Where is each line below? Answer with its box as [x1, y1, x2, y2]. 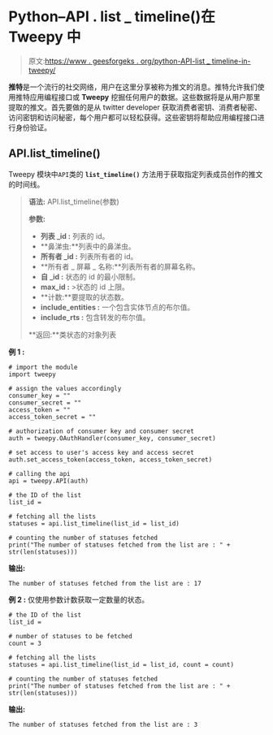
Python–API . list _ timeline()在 [8, 7, 215, 26]
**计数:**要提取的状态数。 [40, 292, 128, 301]
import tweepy [8, 370, 57, 378]
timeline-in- [211, 56, 251, 66]
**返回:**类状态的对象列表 [28, 330, 116, 339]
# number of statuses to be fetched [8, 632, 132, 640]
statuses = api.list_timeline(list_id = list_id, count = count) [8, 660, 234, 668]
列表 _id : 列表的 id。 [40, 231, 110, 240]
